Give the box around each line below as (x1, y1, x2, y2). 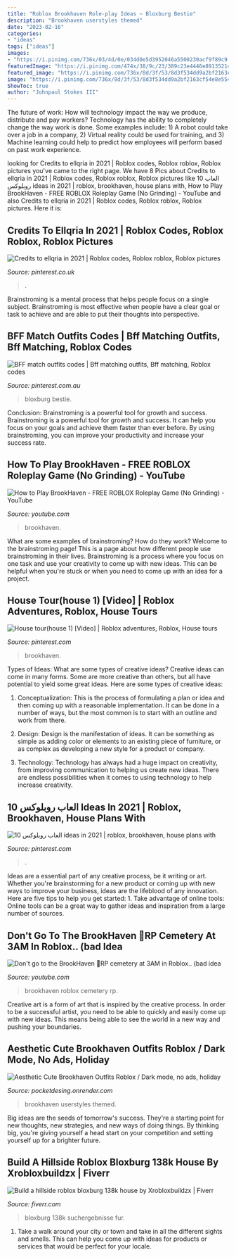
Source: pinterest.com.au (7, 381, 81, 389)
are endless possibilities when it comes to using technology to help (17, 773, 212, 782)
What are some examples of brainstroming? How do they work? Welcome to (7, 536, 228, 545)
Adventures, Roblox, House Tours (7, 605, 158, 617)
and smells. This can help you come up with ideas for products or (17, 1234, 207, 1243)
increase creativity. (17, 781, 73, 789)
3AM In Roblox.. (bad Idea (7, 940, 123, 952)
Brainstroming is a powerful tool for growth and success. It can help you (7, 416, 216, 424)
